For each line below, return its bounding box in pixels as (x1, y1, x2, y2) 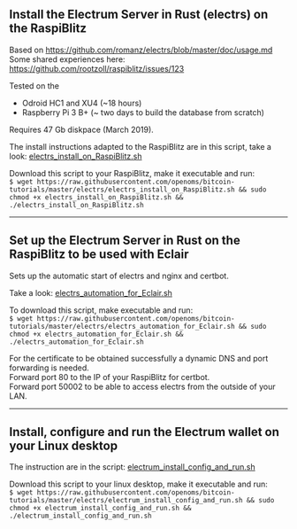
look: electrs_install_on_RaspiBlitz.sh (9, 151, 143, 161)
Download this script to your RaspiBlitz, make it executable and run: (9, 167, 255, 178)
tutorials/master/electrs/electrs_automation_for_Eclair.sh (9, 322, 236, 331)
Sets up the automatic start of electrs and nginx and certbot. (9, 270, 230, 281)
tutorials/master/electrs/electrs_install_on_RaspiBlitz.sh (9, 185, 236, 194)
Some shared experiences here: (9, 53, 126, 65)
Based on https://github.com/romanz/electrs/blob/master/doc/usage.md (9, 44, 273, 55)
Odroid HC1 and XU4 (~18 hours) (21, 97, 142, 108)
